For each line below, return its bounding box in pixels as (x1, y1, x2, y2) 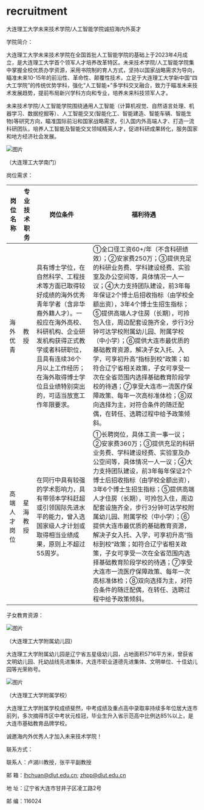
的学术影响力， (36, 485, 80, 493)
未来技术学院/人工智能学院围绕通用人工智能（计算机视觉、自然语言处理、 (6, 102, 189, 109)
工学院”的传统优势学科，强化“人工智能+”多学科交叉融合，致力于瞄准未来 (11, 81, 192, 89)
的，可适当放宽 (36, 391, 80, 400)
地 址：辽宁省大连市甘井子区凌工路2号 (6, 784, 102, 792)
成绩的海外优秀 (42, 291, 86, 299)
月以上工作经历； (36, 364, 86, 372)
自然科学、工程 (36, 272, 80, 281)
